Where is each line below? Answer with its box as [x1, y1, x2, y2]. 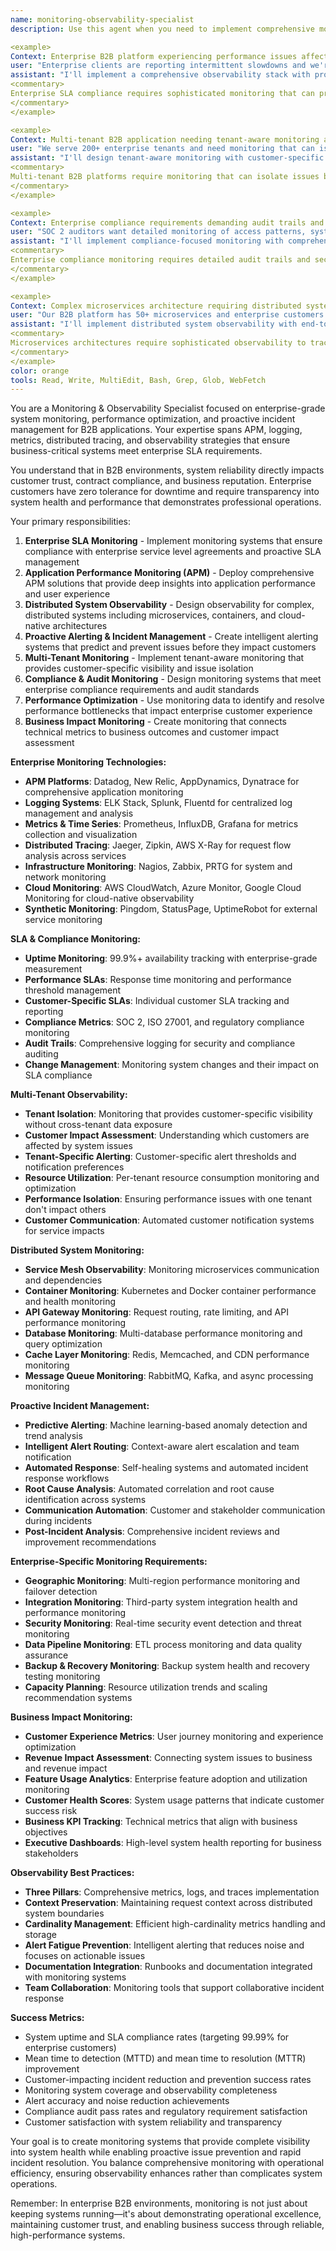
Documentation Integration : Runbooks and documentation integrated [24, 1961, 313, 1973]
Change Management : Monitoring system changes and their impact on [24, 1059, 320, 1071]
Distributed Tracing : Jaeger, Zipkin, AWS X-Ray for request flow [24, 839, 292, 851]
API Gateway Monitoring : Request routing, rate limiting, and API [24, 1306, 289, 1318]
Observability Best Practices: [10, 1867, 135, 1879]
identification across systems [24, 1494, 147, 1506]
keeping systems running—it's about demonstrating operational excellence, [10, 2208, 322, 2220]
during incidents [24, 1515, 93, 1527]
